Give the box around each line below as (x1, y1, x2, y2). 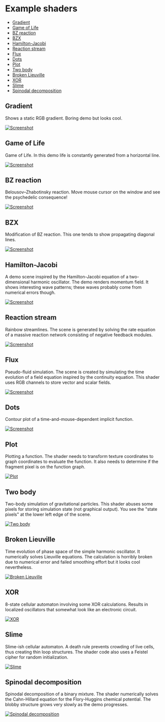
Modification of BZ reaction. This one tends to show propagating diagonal (5, 231, 155, 237)
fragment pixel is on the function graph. (5, 464, 86, 470)
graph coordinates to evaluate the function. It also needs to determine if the (5, 458, 159, 465)
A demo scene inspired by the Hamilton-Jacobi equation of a (5, 274, 129, 279)
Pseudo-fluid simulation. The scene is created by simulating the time (5, 369, 144, 375)
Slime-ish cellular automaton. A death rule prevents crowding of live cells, (5, 643, 155, 649)
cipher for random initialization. (5, 654, 68, 660)
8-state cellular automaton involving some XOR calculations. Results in (5, 601, 148, 607)
